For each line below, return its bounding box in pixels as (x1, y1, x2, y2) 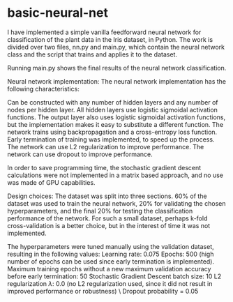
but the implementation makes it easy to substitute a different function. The (7, 120, 224, 128)
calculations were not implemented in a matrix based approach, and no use (7, 171, 224, 179)
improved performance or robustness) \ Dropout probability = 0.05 (7, 287, 199, 295)
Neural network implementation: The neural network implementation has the (7, 77, 227, 85)
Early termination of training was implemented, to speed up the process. (7, 135, 215, 144)
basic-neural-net (7, 5, 108, 21)
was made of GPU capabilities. (7, 178, 96, 186)
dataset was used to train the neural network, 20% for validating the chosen (7, 199, 226, 207)
